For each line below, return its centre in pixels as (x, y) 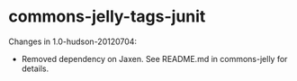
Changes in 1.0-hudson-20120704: (72, 41)
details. (35, 68)
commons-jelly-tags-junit (107, 17)
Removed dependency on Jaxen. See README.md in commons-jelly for (154, 58)
